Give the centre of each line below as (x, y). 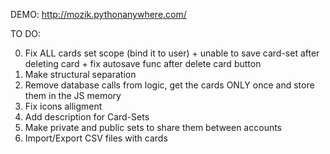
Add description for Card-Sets (87, 117)
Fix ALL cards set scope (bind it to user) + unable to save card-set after (172, 53)
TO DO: (26, 33)
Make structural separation (80, 74)
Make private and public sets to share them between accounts (153, 127)
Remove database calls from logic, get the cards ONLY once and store (169, 85)
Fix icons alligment (63, 106)
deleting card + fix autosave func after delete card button (143, 63)
